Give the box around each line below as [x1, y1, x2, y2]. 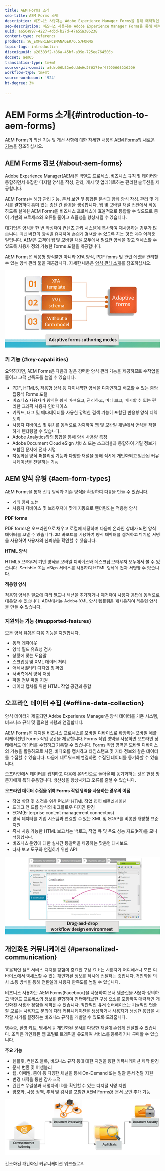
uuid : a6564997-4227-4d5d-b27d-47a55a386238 [5, 29, 98, 34]
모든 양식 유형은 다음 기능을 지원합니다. [5, 630, 80, 636]
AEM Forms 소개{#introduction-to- [5, 109, 149, 120]
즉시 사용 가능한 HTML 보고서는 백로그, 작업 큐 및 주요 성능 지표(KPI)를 [12, 828, 148, 834]
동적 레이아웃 [12, 640, 38, 646]
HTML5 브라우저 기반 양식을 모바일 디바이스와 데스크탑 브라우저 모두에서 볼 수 [5, 558, 155, 564]
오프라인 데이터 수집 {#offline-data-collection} [5, 699, 145, 707]
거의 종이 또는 [12, 499, 39, 505]
